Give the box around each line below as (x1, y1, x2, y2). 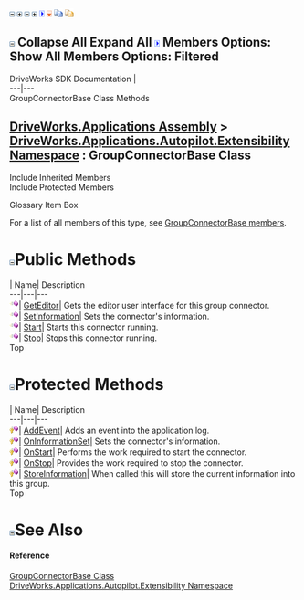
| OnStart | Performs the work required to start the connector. (18, 447, 247, 458)
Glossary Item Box (9, 199, 79, 210)
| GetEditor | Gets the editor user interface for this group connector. (18, 300, 270, 311)
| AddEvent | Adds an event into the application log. (18, 425, 210, 436)
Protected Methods (15, 374, 164, 395)
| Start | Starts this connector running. (18, 321, 159, 332)
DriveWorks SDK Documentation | (9, 73, 137, 84)
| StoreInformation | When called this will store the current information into (18, 468, 296, 479)
